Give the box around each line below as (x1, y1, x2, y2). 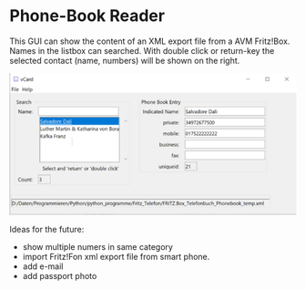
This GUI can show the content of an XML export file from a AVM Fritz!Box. (9, 36, 290, 47)
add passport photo (22, 271, 97, 282)
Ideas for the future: (9, 224, 85, 235)
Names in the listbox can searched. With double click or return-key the (9, 45, 275, 56)
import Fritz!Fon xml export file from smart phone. (22, 252, 210, 263)
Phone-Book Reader (9, 5, 166, 26)
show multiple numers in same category (22, 242, 173, 253)
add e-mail (22, 261, 64, 272)
